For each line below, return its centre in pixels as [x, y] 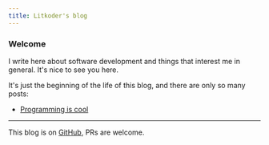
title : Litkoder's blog [48, 16]
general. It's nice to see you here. [63, 70]
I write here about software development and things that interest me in [124, 61]
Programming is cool [54, 109]
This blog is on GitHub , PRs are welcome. [76, 132]
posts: [19, 94]
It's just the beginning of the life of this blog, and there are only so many [127, 85]
